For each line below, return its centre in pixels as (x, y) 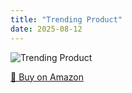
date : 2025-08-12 (46, 29)
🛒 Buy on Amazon (47, 77)
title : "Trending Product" (66, 19)
